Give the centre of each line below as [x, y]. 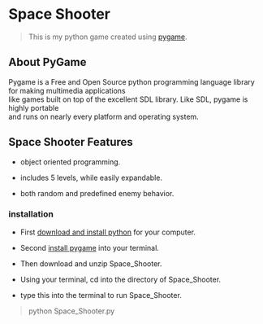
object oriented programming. [70, 162]
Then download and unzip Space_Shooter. [91, 263]
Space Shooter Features [71, 142]
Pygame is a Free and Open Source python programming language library [132, 81]
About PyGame [47, 62]
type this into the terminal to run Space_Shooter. [101, 295]
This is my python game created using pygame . [108, 37]
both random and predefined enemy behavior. [97, 193]
